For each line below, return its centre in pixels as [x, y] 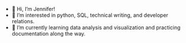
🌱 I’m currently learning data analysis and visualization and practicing [96, 27]
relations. [23, 21]
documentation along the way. [48, 34]
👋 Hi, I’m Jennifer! [33, 9]
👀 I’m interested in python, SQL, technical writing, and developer [90, 15]
